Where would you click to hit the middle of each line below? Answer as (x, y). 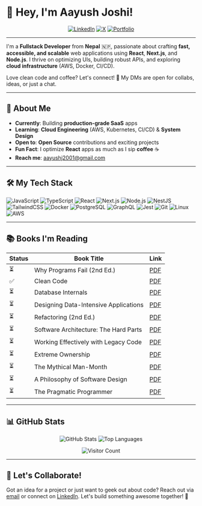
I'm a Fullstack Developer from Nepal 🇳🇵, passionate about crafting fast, (98, 46)
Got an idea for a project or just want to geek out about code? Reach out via (100, 490)
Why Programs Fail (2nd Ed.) (75, 270)
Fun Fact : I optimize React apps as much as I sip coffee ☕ (87, 149)
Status (19, 258)
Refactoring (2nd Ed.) (65, 317)
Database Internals (61, 292)
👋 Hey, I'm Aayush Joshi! (70, 12)
